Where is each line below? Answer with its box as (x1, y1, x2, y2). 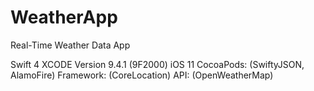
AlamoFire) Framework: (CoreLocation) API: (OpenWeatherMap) (10, 69, 274, 81)
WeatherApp (10, 6, 118, 29)
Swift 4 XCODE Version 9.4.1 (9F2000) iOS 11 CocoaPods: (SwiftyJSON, (10, 58, 305, 70)
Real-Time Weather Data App (10, 39, 131, 51)
